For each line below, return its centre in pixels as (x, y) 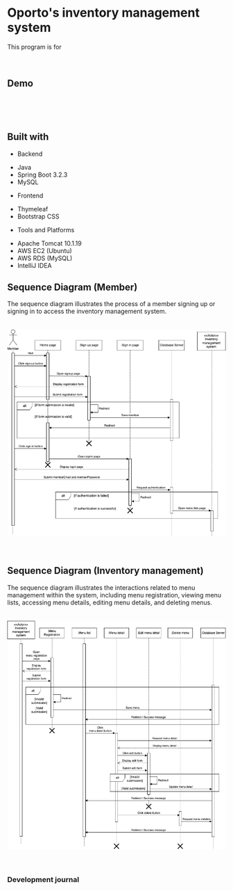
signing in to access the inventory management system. (87, 312)
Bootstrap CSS (38, 216)
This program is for (35, 47)
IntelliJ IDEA (34, 265)
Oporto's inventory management (103, 13)
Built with (28, 137)
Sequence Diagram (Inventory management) (105, 571)
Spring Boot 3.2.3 (42, 175)
